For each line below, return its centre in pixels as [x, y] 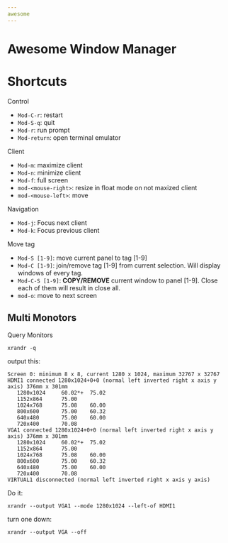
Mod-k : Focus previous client [58, 230]
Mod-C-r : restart [40, 115]
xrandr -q [22, 348]
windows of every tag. [50, 273]
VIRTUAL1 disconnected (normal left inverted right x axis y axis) [109, 480]
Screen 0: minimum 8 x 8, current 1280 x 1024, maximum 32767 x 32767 [114, 374]
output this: [24, 361]
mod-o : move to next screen [57, 295]
